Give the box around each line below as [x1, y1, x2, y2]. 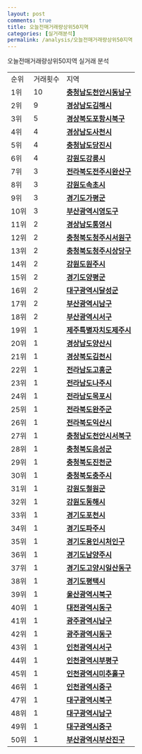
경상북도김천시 [66, 352, 112, 361]
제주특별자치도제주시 [66, 326, 131, 335]
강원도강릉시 [66, 154, 105, 163]
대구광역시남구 [66, 709, 112, 719]
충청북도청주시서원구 [66, 233, 131, 243]
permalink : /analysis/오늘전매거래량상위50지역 [7, 37, 134, 44]
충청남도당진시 [66, 140, 112, 150]
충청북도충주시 [66, 471, 112, 481]
